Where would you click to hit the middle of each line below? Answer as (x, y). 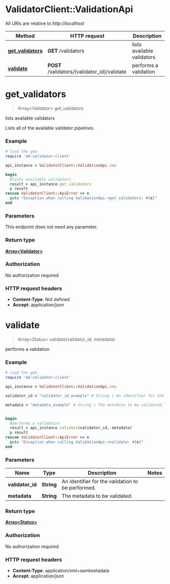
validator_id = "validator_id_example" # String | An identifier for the (85, 396)
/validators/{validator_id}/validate (87, 71)
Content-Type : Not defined (41, 300)
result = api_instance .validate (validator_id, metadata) (71, 428)
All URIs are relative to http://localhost (45, 23)
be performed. (79, 488)
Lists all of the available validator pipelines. (50, 128)
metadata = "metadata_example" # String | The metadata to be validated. (85, 405)
